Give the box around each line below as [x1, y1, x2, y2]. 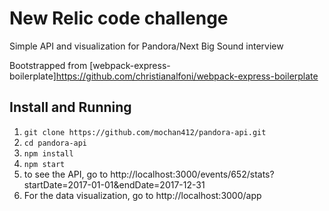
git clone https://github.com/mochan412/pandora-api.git [23, 127, 267, 137]
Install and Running [9, 99, 132, 116]
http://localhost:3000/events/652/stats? [110, 168, 275, 180]
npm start [23, 159, 66, 169]
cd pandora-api [23, 138, 88, 148]
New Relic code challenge [9, 7, 229, 30]
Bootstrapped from [9, 59, 88, 71]
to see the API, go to [23, 168, 109, 180]
